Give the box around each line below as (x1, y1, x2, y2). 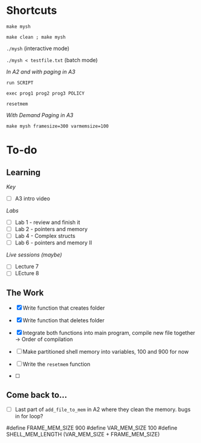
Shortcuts (6, 4, 57, 18)
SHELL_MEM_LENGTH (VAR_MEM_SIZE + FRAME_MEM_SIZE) (6, 431, 160, 438)
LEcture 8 (14, 270, 39, 277)
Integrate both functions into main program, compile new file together (22, 330, 196, 337)
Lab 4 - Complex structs (14, 232, 76, 240)
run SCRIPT (6, 80, 34, 86)
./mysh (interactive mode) (6, 45, 70, 52)
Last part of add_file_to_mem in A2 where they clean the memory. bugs (14, 406, 191, 413)
